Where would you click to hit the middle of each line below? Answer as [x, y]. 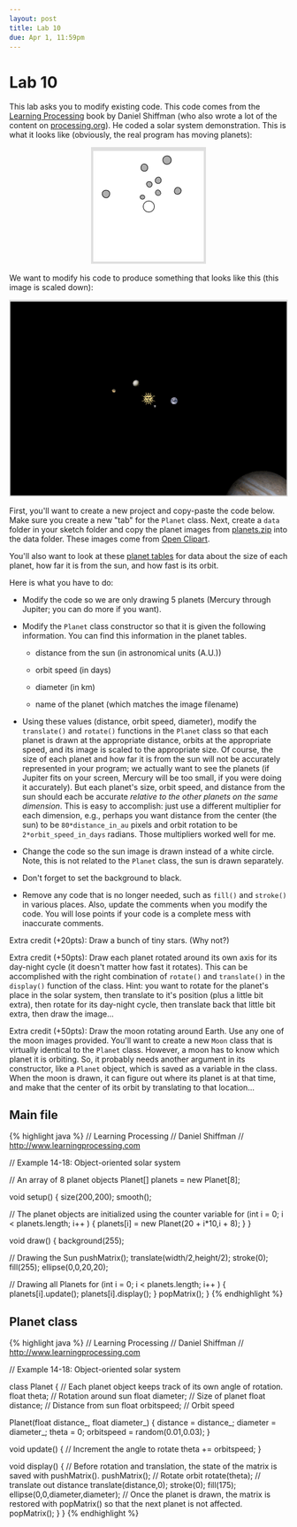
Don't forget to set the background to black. [102, 878]
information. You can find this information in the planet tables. [134, 635]
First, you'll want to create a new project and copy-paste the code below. [142, 510]
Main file [34, 1115]
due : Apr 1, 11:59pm [47, 37]
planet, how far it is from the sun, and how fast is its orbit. [114, 565]
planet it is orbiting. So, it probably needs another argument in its [127, 1059]
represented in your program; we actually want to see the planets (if [145, 768]
